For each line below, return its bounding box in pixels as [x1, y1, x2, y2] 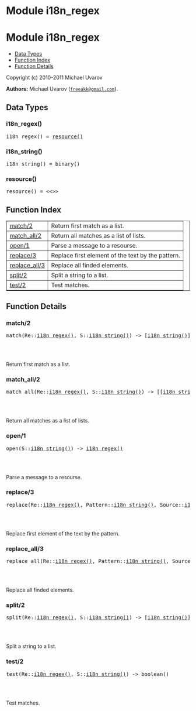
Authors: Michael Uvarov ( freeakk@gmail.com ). [6, 85, 118, 92]
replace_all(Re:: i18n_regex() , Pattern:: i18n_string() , [6, 558, 169, 565]
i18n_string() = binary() [6, 161, 80, 167]
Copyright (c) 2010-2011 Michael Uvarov [6, 74, 103, 81]
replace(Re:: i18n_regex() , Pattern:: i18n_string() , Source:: [6, 502, 185, 508]
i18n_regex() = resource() [6, 133, 83, 140]
